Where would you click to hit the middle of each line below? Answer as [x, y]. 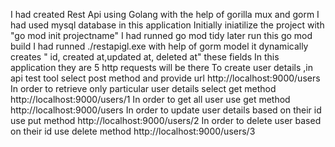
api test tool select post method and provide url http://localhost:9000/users [165, 78]
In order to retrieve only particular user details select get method [143, 88]
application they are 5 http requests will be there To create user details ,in [161, 67]
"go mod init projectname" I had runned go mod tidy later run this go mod [161, 35]
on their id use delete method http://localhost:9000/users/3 [133, 131]
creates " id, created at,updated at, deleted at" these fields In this [145, 57]
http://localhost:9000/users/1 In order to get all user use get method [150, 99]
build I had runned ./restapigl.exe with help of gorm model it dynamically [159, 46]
